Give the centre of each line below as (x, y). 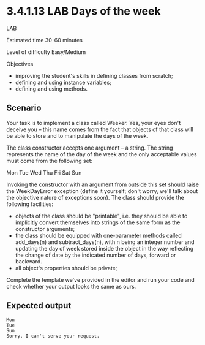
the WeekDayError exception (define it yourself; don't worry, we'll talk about (102, 191)
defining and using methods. (51, 89)
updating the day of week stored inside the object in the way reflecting (104, 248)
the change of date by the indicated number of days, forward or (95, 255)
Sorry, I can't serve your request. (53, 336)
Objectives (20, 64)
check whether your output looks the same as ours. (71, 286)
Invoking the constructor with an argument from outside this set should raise (102, 184)
